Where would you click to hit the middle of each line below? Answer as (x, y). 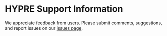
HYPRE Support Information (64, 9)
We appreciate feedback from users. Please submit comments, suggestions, (84, 23)
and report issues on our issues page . (44, 28)
